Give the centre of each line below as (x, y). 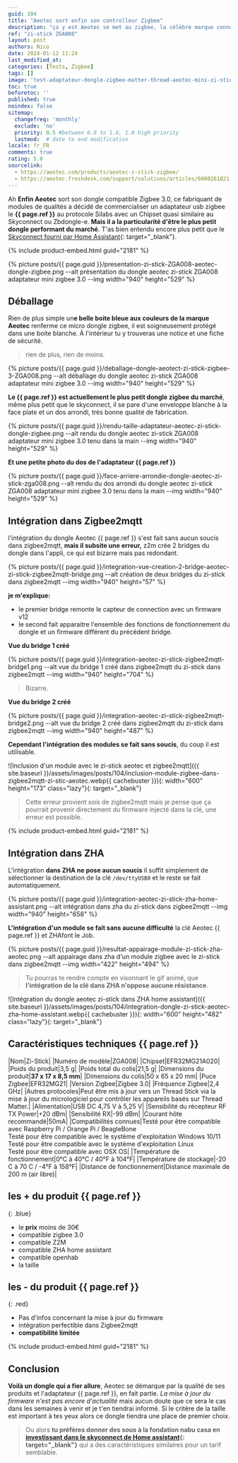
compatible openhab (48, 1257)
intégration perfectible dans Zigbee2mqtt (78, 1325)
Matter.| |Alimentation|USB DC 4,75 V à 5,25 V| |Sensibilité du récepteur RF (117, 1106)
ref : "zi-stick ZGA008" (43, 34)
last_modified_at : (35, 60)
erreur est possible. (54, 817)
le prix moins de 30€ (49, 1227)
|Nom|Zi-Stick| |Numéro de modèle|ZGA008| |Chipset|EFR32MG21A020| (114, 1061)
